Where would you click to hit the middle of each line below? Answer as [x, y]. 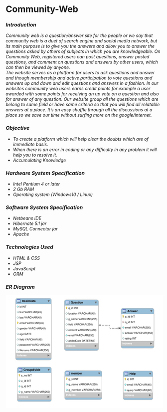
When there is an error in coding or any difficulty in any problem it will [85, 149]
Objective [18, 128]
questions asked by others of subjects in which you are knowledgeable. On [83, 51]
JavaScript [24, 268]
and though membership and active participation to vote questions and [79, 78]
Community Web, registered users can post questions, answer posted [78, 57]
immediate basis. [31, 144]
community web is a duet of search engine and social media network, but [82, 41]
